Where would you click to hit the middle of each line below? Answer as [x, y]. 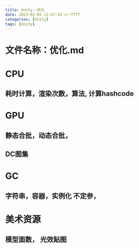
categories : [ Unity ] [27, 19]
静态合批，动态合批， [38, 135]
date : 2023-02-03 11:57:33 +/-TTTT [43, 15]
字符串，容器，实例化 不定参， [53, 196]
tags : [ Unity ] [20, 24]
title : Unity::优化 [25, 10]
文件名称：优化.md [45, 50]
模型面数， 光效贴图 [36, 240]
